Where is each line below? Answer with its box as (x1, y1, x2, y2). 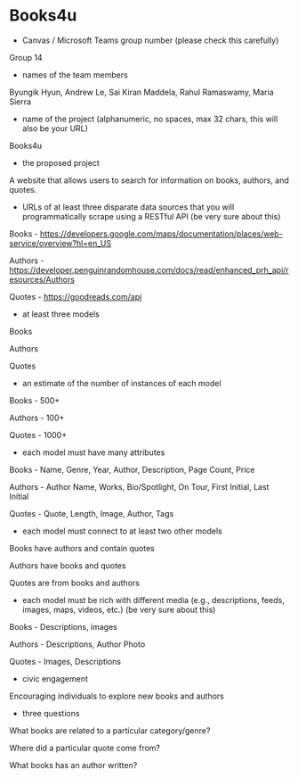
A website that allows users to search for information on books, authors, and (9, 175, 289, 186)
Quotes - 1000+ (9, 429, 68, 440)
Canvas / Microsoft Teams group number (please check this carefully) (21, 35, 279, 46)
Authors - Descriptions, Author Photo (9, 639, 146, 650)
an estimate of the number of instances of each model (21, 377, 221, 388)
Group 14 (9, 52, 43, 62)
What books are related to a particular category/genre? (9, 724, 211, 736)
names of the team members (21, 69, 129, 80)
